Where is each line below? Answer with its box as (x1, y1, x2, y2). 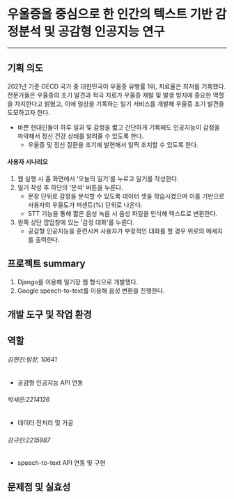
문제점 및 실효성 (7, 481, 71, 493)
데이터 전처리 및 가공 (17, 418, 74, 427)
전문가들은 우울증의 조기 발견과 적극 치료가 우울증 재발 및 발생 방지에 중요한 (7, 91, 212, 99)
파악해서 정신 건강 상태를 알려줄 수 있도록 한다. (17, 132, 144, 140)
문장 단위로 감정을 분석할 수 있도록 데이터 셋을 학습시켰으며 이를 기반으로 (27, 192, 225, 200)
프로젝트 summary (7, 258, 86, 270)
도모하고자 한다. (7, 108, 51, 116)
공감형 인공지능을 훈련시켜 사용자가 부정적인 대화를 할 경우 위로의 (27, 227, 205, 235)
